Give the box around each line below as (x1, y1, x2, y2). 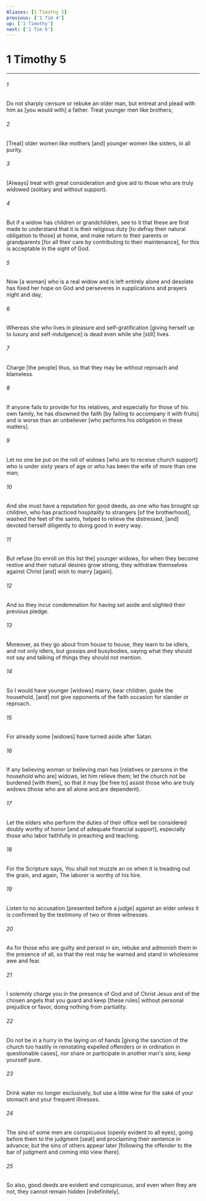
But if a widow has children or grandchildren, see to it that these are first (6, 219, 189, 226)
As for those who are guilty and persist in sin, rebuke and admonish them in (6, 944, 197, 952)
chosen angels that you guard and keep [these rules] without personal (6, 996, 184, 1004)
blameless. (6, 370, 34, 378)
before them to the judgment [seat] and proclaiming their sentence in (6, 1135, 181, 1143)
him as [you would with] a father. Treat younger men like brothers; (6, 106, 174, 114)
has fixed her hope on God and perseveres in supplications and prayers (6, 284, 187, 292)
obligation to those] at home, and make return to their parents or (6, 232, 169, 239)
